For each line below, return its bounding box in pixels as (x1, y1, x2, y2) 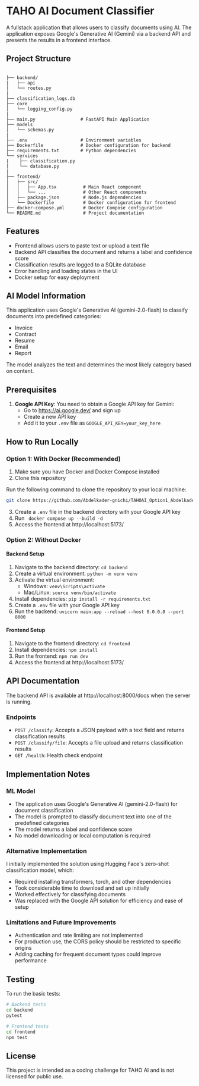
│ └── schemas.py (6, 127, 54, 133)
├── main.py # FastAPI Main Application (6, 116, 150, 123)
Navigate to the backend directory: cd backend (14, 563, 128, 570)
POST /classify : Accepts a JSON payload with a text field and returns (14, 727, 185, 734)
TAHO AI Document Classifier (6, 4, 155, 18)
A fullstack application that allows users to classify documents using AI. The (6, 24, 192, 31)
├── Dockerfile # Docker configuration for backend (6, 142, 171, 148)
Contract (14, 331, 37, 338)
